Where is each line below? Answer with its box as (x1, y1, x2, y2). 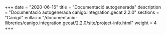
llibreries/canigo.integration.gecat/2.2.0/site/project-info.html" (5, 20, 134, 26)
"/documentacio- (42, 15, 78, 20)
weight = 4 (134, 20, 157, 26)
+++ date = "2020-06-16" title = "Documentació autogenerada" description (5, 4, 161, 10)
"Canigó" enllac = (5, 15, 41, 20)
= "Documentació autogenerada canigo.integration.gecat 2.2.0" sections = (5, 9, 159, 15)
